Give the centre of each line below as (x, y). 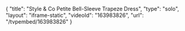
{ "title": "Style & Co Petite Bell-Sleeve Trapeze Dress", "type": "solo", (92, 9)
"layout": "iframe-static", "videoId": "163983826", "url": (75, 15)
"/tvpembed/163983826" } (39, 22)
